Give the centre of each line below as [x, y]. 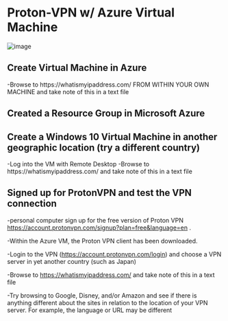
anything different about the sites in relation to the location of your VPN [107, 302]
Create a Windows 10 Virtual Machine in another [112, 136]
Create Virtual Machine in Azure [77, 68]
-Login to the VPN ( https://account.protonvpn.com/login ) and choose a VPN [114, 254]
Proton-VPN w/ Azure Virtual [91, 13]
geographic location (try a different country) [104, 147]
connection [32, 204]
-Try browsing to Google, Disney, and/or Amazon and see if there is [102, 295]
